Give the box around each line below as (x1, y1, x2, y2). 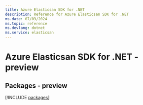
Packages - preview (5, 81, 68, 90)
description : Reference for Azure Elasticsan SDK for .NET (5, 12, 129, 17)
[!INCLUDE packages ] (5, 95, 50, 100)
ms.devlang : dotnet (5, 26, 45, 31)
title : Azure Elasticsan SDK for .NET (5, 7, 85, 12)
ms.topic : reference (5, 21, 48, 26)
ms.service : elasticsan (5, 30, 54, 35)
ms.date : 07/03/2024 (5, 16, 48, 21)
